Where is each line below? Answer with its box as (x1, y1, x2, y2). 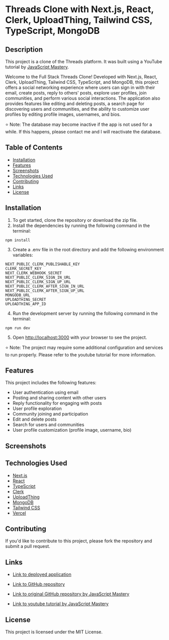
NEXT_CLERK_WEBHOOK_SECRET (5, 270, 62, 276)
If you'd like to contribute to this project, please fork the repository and (5, 538, 152, 544)
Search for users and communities (12, 422, 85, 428)
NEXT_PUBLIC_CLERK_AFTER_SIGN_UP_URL (5, 288, 85, 293)
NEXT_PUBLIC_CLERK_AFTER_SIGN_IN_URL (5, 284, 85, 289)
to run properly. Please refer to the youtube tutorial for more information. (5, 351, 156, 357)
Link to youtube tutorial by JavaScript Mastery (12, 601, 109, 607)
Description (5, 45, 43, 54)
